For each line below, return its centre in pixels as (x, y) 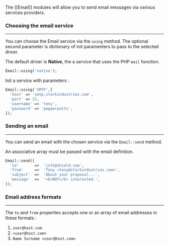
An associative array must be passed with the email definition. (70, 151)
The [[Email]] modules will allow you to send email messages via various (80, 7)
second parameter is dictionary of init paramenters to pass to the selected (82, 47)
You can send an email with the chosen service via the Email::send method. (84, 142)
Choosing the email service (39, 26)
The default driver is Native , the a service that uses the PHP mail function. (82, 62)
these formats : (21, 218)
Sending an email (27, 126)
